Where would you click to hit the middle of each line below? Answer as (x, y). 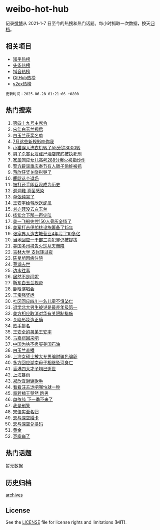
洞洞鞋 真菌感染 (28, 191)
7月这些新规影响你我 (33, 141)
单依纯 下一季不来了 (33, 399)
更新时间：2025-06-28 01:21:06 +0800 (42, 94)
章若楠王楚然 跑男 (30, 393)
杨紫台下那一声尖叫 (32, 215)
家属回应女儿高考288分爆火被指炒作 (49, 160)
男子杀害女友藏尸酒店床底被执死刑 (47, 154)
